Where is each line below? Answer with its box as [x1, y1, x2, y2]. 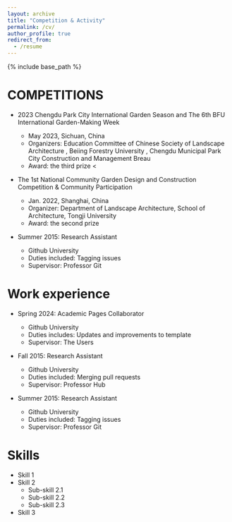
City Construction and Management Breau [28, 154, 151, 162]
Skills [7, 447, 40, 463]
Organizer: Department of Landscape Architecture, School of [28, 204, 206, 212]
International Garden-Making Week [17, 118, 120, 126]
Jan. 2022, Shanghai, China [28, 196, 109, 205]
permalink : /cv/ [7, 23, 55, 30]
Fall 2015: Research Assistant [17, 351, 103, 360]
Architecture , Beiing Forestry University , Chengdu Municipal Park [28, 146, 221, 155]
